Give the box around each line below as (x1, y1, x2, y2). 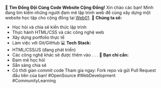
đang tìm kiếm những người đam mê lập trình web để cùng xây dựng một (5, 10, 151, 15)
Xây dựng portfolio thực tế (12, 34, 65, 40)
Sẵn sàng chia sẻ (12, 62, 47, 68)
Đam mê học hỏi (12, 57, 45, 63)
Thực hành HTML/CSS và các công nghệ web (12, 29, 105, 35)
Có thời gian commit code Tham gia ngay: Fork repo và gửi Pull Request (12, 68, 156, 73)
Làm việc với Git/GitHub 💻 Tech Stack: (12, 40, 91, 45)
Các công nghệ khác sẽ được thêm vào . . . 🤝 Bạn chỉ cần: (12, 52, 129, 58)
